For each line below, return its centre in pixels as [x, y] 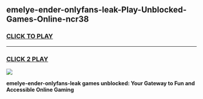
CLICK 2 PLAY [27, 59]
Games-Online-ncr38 [48, 19]
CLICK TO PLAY [30, 37]
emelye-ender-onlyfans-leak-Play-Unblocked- [97, 10]
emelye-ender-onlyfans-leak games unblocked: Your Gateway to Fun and [101, 83]
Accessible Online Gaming [40, 89]
